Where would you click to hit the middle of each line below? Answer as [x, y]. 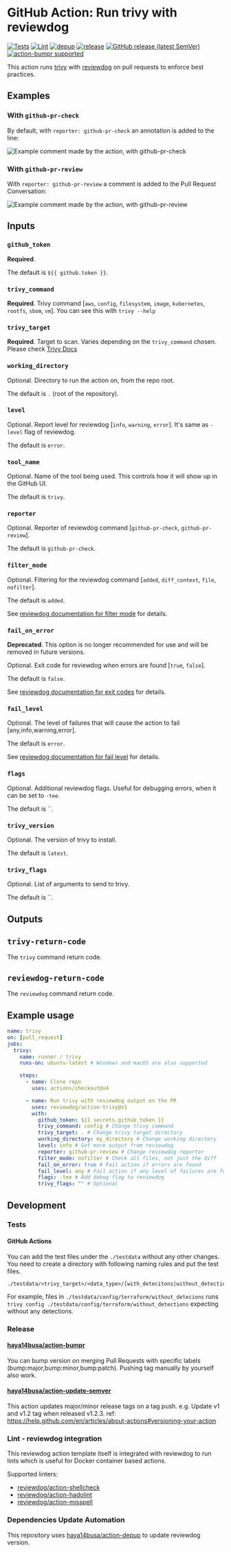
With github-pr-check [43, 116]
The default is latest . [38, 853]
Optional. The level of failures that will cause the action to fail [93, 723]
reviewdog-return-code [56, 978]
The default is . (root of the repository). [63, 393]
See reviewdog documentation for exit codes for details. [87, 692]
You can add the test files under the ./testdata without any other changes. [113, 1256]
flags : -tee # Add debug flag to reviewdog [101, 1177]
